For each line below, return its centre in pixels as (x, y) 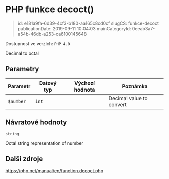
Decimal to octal (22, 53)
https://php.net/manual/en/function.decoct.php (54, 171)
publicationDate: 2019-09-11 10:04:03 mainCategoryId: (74, 28)
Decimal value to (128, 98)
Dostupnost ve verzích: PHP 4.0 (38, 43)
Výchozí (84, 83)
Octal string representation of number (45, 143)
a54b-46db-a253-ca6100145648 (52, 34)
